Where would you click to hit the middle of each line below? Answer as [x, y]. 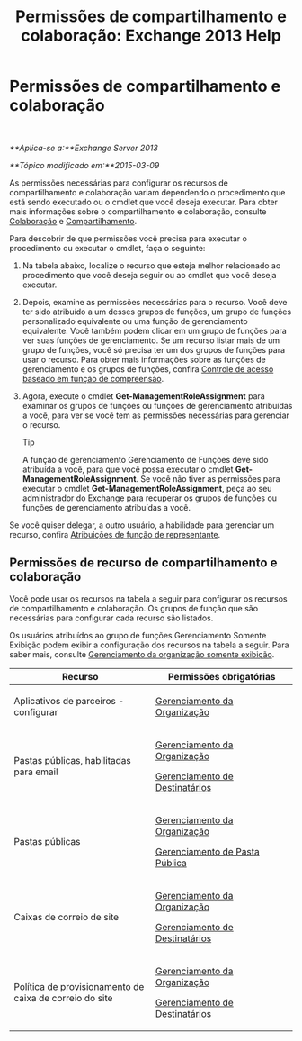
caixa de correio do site [63, 998]
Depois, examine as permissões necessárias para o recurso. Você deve [155, 302]
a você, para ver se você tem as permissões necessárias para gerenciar [156, 415]
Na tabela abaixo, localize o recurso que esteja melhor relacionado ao [151, 265]
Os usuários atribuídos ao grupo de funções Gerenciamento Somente [138, 635]
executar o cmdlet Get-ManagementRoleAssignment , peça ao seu [147, 488]
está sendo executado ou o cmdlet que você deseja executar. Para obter [144, 202]
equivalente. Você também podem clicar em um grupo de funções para [155, 330]
